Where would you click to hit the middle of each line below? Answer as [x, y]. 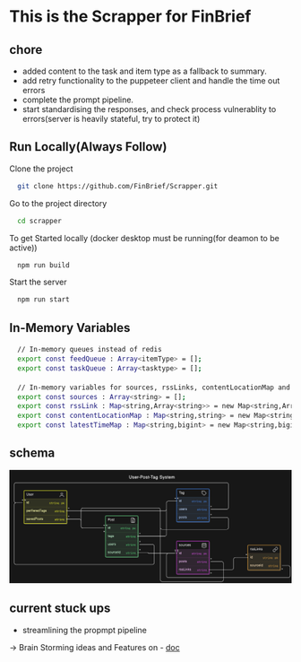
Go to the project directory [58, 203]
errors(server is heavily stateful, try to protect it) [111, 119]
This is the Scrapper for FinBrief [130, 17]
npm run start [43, 300]
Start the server [38, 282]
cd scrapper [40, 221]
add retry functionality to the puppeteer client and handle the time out [151, 81]
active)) [23, 248]
